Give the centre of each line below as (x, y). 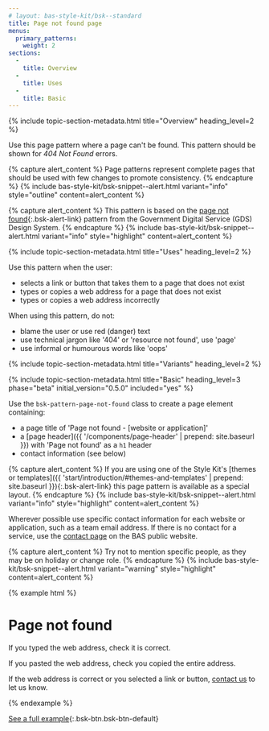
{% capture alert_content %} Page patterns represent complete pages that (132, 169)
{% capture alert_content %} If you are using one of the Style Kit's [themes (132, 469)
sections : (25, 53)
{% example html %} (43, 593)
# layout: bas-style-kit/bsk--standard (75, 16)
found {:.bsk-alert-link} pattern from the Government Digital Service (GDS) (130, 219)
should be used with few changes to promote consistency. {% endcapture (131, 178)
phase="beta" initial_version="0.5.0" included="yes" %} (101, 388)
